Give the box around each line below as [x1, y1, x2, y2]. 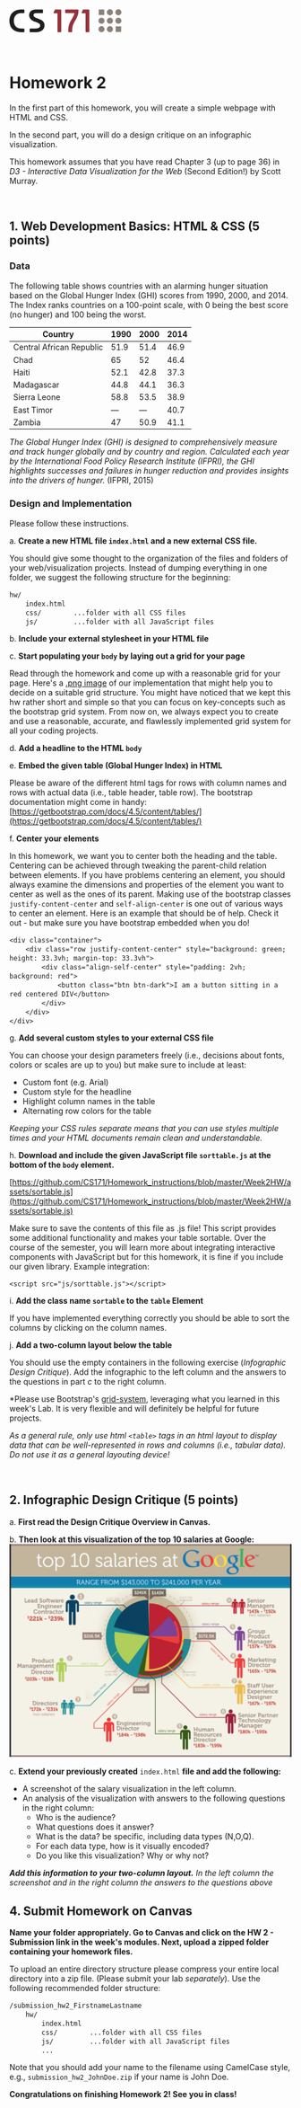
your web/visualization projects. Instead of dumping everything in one [9, 562, 268, 573]
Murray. [9, 175, 39, 186]
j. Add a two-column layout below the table [9, 1339, 173, 1351]
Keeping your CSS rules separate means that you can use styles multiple [9, 1122, 279, 1133]
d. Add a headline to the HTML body [9, 742, 142, 753]
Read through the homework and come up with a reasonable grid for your [9, 668, 280, 678]
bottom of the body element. [9, 1159, 115, 1170]
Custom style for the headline [21, 1086, 132, 1097]
